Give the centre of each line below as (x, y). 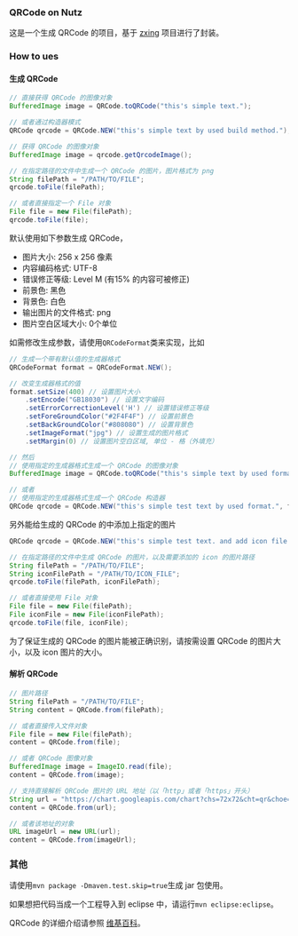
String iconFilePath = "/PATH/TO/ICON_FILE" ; (94, 574)
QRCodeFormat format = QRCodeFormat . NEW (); (91, 367)
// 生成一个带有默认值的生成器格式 (65, 359)
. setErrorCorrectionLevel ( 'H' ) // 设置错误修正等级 (118, 409)
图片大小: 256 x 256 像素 (67, 257)
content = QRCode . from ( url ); (63, 807)
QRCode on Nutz (46, 12)
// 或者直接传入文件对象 (48, 726)
